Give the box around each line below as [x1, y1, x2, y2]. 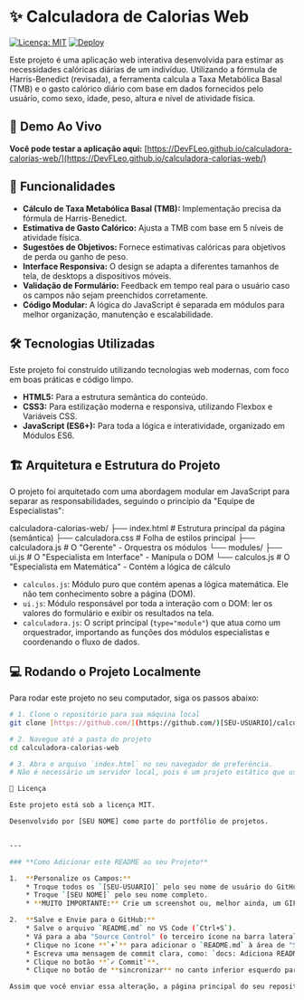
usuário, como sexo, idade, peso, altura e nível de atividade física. [9, 92, 256, 103]
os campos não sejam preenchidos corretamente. [22, 290, 208, 300]
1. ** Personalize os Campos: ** [9, 873, 131, 883]
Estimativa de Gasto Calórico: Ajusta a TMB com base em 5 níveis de [22, 222, 284, 233]
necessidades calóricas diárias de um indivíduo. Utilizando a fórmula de [9, 63, 278, 74]
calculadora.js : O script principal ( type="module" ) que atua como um [22, 617, 281, 628]
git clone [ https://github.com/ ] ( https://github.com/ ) [9, 718, 221, 728]
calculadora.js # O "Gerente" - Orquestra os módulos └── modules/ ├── [9, 542, 283, 553]
